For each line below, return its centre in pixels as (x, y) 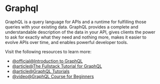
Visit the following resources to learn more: (48, 52)
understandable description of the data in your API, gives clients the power (80, 32)
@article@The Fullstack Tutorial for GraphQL (57, 66)
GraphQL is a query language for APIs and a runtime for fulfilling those (76, 22)
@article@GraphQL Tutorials (41, 71)
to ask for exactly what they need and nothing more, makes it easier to (76, 37)
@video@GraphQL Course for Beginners (53, 76)
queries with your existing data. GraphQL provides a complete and (72, 27)
